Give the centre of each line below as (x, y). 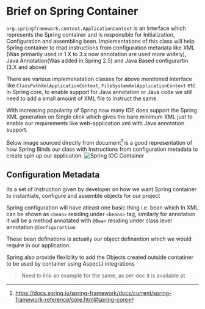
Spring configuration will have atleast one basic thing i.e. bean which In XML (103, 208)
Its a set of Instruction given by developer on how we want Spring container (102, 189)
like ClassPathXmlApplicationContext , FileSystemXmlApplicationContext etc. (102, 85)
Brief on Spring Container (72, 11)
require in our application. (39, 245)
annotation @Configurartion (41, 227)
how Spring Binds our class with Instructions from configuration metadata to (102, 149)
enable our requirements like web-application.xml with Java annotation (95, 123)
